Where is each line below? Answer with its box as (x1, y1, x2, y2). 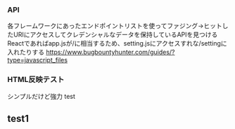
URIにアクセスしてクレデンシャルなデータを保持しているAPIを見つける (13, 30, 218, 39)
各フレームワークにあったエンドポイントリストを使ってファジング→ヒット (7, 22, 223, 30)
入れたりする (7, 48, 44, 57)
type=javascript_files (7, 56, 68, 64)
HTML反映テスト (7, 75, 65, 85)
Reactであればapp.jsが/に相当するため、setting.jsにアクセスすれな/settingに (7, 39, 227, 48)
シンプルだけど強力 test (7, 92, 76, 100)
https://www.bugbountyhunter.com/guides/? (45, 48, 175, 57)
